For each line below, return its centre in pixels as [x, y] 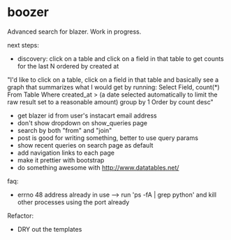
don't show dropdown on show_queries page [82, 122]
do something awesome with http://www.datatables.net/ [98, 167]
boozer [28, 12]
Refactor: [20, 216]
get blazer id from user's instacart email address [87, 115]
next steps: [23, 45]
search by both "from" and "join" [65, 130]
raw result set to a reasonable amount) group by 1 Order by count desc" [111, 101]
